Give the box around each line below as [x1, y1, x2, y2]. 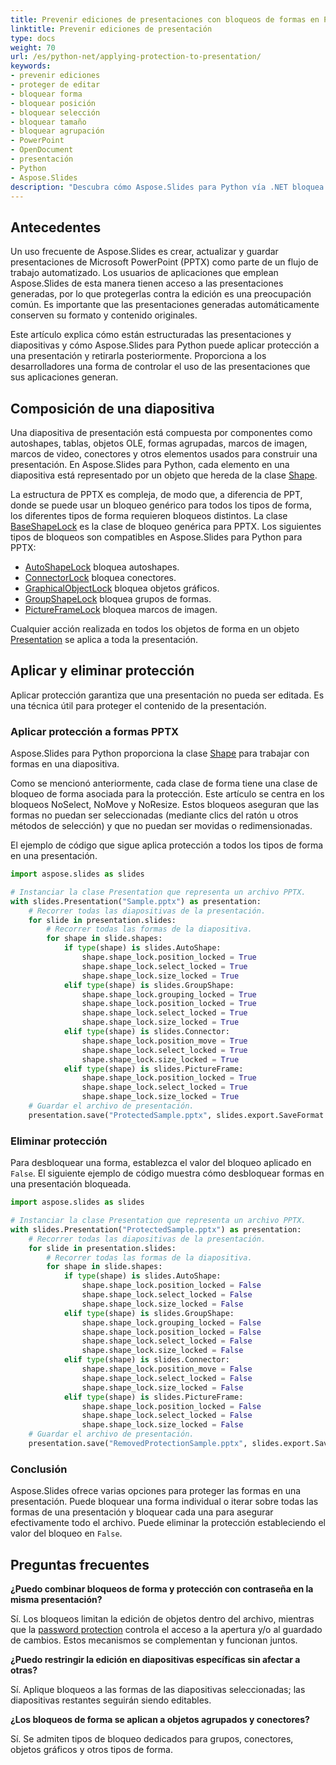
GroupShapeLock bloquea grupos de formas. [24, 593, 212, 605]
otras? [10, 1664, 38, 1676]
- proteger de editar [10, 80, 101, 90]
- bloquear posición [10, 98, 97, 108]
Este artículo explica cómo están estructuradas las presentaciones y [10, 329, 292, 341]
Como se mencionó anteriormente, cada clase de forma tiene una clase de [10, 777, 318, 790]
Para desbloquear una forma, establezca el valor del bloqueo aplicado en [10, 1157, 312, 1169]
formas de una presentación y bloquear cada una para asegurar [10, 1506, 274, 1518]
